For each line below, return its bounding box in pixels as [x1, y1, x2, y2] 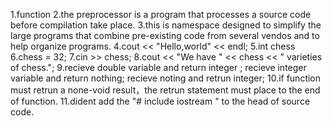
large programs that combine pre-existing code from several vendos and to [10, 30, 320, 41]
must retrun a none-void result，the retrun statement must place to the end [10, 84, 321, 96]
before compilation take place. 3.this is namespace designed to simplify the [10, 19, 322, 31]
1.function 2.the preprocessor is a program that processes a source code [10, 9, 312, 20]
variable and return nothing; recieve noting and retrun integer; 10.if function [10, 72, 322, 84]
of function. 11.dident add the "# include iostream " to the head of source [10, 95, 311, 107]
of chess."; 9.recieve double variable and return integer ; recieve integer [10, 62, 307, 73]
